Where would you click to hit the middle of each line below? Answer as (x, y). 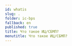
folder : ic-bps (20, 18)
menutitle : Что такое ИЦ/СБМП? (36, 36)
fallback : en (18, 23)
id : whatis (16, 9)
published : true (21, 27)
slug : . (13, 14)
